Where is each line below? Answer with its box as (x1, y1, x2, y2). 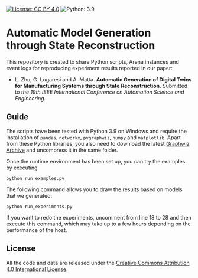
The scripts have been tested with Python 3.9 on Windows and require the (6, 127, 187, 135)
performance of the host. (6, 226, 67, 233)
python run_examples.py (6, 175, 65, 181)
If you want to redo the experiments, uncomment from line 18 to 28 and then (6, 214, 192, 221)
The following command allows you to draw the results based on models (6, 186, 183, 193)
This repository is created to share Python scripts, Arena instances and (6, 58, 179, 65)
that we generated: (6, 192, 53, 199)
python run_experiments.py (6, 204, 73, 210)
